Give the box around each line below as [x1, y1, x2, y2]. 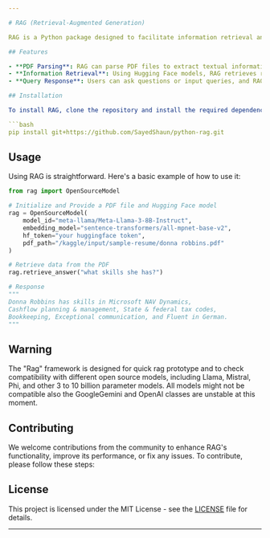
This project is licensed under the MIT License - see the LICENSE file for [8, 503, 247, 514]
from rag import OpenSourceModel [8, 187, 121, 195]
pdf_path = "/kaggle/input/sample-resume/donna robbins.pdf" [22, 238, 225, 247]
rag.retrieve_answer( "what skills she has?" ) [8, 268, 163, 277]
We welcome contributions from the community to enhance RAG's [8, 442, 227, 452]
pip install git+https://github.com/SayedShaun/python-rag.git [8, 128, 225, 137]
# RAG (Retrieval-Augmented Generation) [8, 18, 146, 26]
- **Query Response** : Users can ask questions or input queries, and [8, 77, 250, 85]
